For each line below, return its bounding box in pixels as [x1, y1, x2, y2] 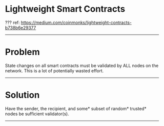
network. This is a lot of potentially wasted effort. [5, 67, 104, 74]
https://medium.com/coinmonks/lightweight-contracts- [20, 20, 132, 25]
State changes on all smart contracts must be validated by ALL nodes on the [5, 63, 159, 68]
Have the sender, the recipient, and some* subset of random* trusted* [5, 105, 147, 111]
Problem [5, 46, 40, 58]
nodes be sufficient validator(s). [5, 111, 69, 117]
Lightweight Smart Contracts [5, 3, 125, 15]
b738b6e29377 [5, 24, 36, 30]
